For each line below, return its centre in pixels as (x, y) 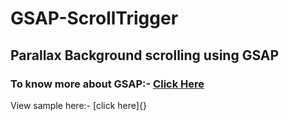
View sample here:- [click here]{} (78, 105)
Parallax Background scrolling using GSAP (145, 55)
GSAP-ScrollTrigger (94, 18)
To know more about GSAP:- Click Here (107, 84)
